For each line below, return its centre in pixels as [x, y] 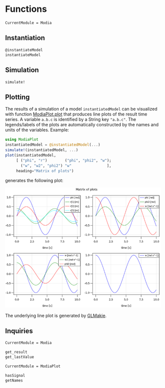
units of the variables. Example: [37, 130]
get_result [16, 352]
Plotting [18, 97]
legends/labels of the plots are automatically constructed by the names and [82, 125]
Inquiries [19, 331]
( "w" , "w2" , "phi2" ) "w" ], [66, 166]
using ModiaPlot [22, 140]
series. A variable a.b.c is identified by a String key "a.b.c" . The [71, 119]
